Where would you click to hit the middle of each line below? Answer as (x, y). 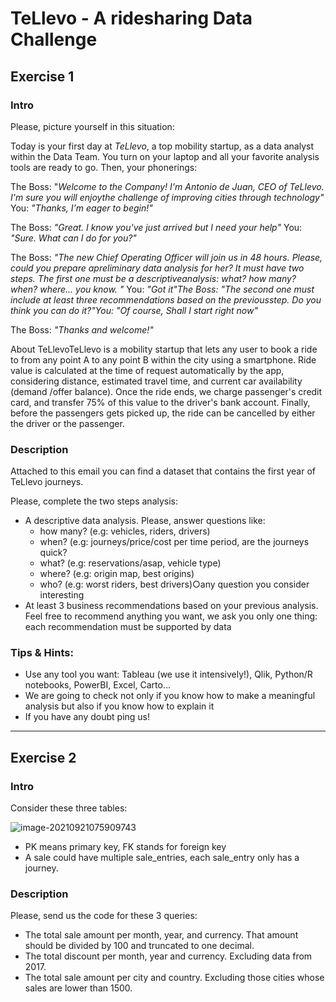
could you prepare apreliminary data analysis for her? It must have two (157, 268)
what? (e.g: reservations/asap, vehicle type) (130, 563)
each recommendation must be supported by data (128, 627)
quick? (53, 553)
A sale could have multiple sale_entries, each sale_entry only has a (162, 858)
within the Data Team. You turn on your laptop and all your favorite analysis (165, 156)
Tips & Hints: (42, 653)
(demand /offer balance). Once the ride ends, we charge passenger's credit (166, 391)
